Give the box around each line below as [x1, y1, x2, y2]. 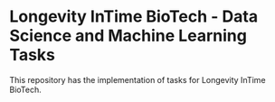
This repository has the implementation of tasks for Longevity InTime [9, 74, 266, 85]
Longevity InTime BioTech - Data [9, 6, 259, 27]
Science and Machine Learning [9, 25, 247, 46]
